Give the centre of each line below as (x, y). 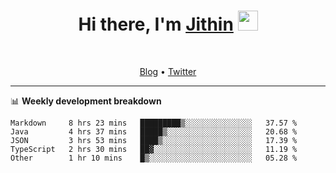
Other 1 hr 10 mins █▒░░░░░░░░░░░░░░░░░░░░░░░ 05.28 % (154, 158)
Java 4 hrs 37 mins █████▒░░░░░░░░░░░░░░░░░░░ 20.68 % (154, 131)
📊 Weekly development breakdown (86, 101)
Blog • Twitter (168, 71)
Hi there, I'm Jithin (156, 24)
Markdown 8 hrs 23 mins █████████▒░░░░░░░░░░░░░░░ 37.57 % (154, 123)
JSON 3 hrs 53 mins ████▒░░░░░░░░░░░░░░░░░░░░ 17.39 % (154, 140)
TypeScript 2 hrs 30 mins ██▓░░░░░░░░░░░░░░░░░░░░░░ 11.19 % (154, 149)
